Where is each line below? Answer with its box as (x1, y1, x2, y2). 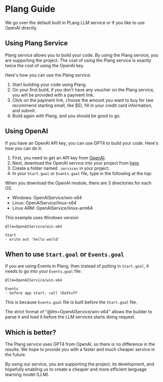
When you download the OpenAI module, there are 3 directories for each (5, 180, 152, 186)
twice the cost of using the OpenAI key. (5, 62, 84, 68)
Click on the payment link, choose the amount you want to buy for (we (12, 97, 154, 103)
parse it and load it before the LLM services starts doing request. (5, 314, 136, 320)
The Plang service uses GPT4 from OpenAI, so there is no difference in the (5, 341, 155, 347)
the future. (5, 352, 26, 357)
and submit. (12, 107, 36, 113)
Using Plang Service (5, 39, 68, 48)
